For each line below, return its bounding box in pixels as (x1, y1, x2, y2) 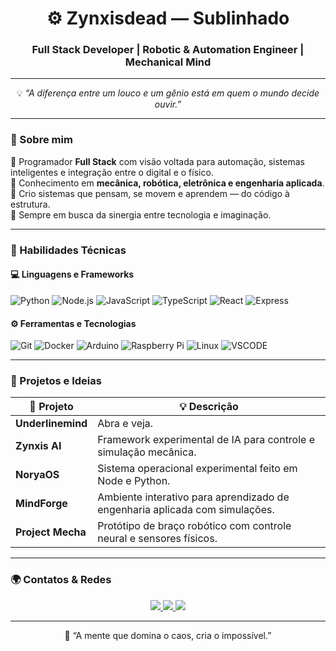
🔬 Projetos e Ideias (10, 374, 102, 388)
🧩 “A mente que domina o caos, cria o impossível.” (64, 629, 272, 641)
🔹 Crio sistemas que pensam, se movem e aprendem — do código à (10, 187, 290, 199)
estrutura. (10, 198, 51, 210)
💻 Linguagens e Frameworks (10, 268, 135, 281)
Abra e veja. (97, 417, 154, 431)
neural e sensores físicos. (97, 532, 218, 546)
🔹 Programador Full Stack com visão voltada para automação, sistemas (10, 155, 305, 167)
